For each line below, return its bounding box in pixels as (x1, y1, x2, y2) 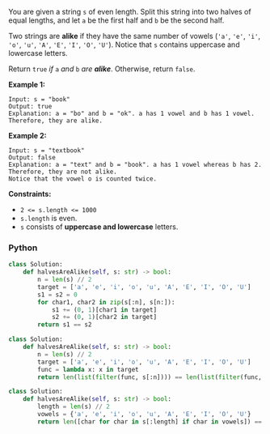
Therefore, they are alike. (8, 117, 103, 125)
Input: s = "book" (8, 96, 70, 104)
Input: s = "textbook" (8, 147, 85, 155)
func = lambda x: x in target (37, 365, 139, 373)
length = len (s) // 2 (37, 402, 111, 411)
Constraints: (8, 189, 52, 198)
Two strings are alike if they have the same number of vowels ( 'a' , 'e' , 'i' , (8, 32, 261, 40)
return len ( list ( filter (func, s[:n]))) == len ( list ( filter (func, (37, 372, 263, 381)
